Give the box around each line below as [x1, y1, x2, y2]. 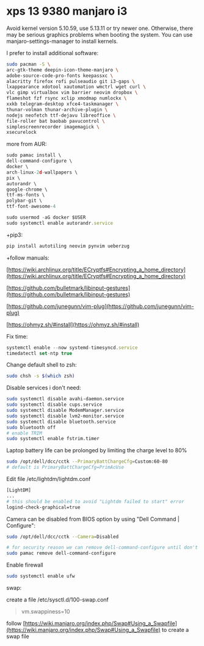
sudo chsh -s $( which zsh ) [6, 373, 75, 380]
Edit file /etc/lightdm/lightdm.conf [6, 475, 91, 483]
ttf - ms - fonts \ [6, 192, 45, 198]
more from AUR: [6, 141, 47, 148]
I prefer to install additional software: [6, 49, 99, 56]
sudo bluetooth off [6, 424, 56, 430]
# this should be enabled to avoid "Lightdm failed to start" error [6, 498, 184, 505]
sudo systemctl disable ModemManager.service [6, 408, 124, 414]
